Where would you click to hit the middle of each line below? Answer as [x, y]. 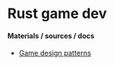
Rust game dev [57, 14]
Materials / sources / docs [51, 35]
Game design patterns [55, 53]
